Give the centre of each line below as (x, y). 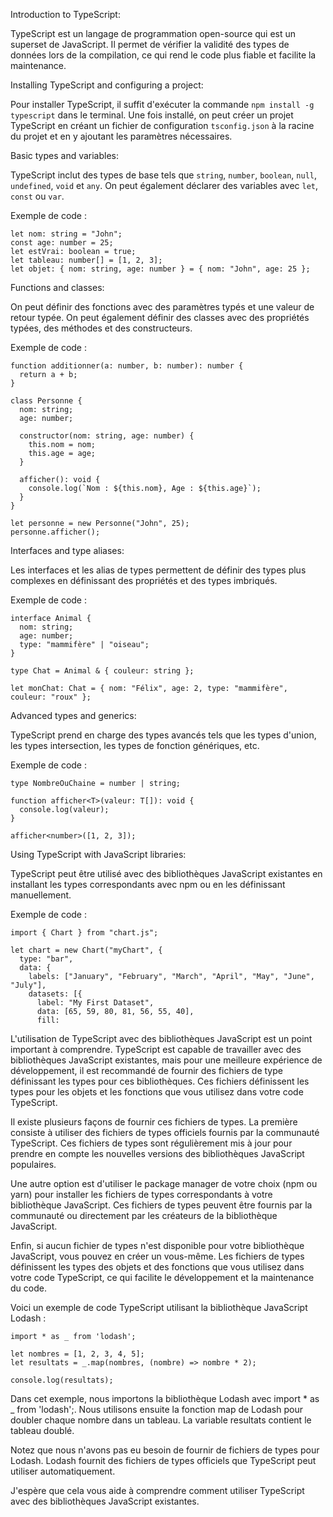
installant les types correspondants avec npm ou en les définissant (148, 884)
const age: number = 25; (62, 243)
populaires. (33, 1164)
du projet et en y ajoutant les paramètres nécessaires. (121, 136)
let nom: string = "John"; (66, 234)
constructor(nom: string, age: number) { (107, 436)
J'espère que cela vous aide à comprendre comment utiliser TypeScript (157, 1490)
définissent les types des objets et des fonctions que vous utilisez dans (157, 1267)
